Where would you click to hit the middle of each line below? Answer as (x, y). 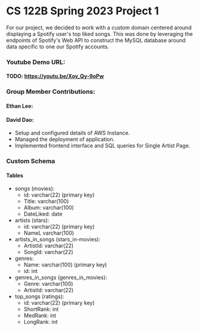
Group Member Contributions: (51, 92)
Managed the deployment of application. (65, 139)
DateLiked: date (43, 214)
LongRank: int (41, 322)
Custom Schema (31, 161)
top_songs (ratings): (39, 296)
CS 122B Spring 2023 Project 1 (83, 11)
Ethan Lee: (20, 106)
